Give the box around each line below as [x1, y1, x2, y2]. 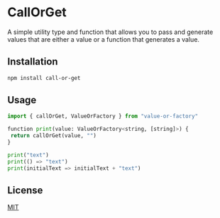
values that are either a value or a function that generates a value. [7, 35, 200, 43]
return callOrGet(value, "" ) [10, 132, 97, 139]
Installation [7, 56, 58, 68]
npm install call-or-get [7, 74, 81, 81]
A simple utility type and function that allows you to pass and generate [7, 28, 214, 36]
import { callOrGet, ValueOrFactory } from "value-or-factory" [7, 113, 199, 120]
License [7, 184, 43, 196]
